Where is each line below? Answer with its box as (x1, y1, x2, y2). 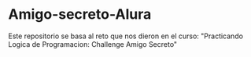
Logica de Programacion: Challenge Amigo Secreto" (8, 39, 178, 48)
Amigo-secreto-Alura (8, 5, 152, 23)
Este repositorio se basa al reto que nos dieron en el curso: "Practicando (8, 31, 244, 41)
